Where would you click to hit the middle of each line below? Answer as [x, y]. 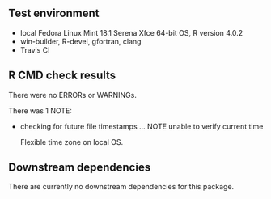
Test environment [54, 13]
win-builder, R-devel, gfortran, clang [80, 41]
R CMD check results [62, 76]
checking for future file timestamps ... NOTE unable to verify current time [142, 126]
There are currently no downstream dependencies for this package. [121, 187]
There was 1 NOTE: [40, 110]
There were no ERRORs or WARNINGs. [73, 95]
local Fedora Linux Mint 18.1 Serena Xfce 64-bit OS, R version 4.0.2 [131, 32]
